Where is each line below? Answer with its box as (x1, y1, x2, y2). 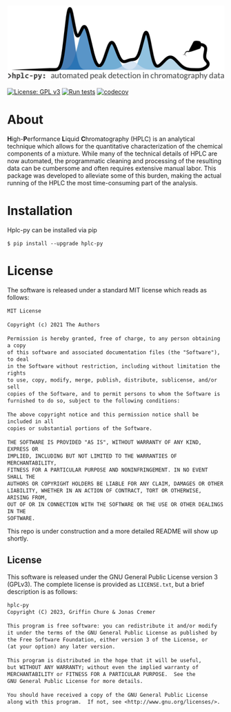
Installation (7, 203, 73, 219)
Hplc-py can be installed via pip (7, 226, 98, 234)
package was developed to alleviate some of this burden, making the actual (7, 171, 222, 180)
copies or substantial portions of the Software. (7, 425, 153, 432)
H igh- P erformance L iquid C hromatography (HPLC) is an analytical (7, 135, 195, 143)
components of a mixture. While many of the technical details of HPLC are (7, 149, 218, 158)
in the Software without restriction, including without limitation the (7, 363, 221, 370)
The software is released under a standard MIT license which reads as (7, 286, 207, 294)
